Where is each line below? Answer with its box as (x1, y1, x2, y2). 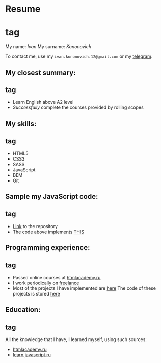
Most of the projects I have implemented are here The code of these (12, 285, 156, 291)
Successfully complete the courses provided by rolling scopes (12, 104, 144, 110)
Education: (5, 305, 41, 314)
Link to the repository (12, 223, 58, 229)
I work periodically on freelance (12, 280, 79, 286)
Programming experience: (5, 243, 90, 252)
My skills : (5, 119, 37, 128)
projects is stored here (12, 290, 60, 297)
